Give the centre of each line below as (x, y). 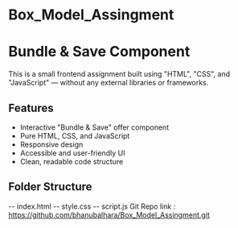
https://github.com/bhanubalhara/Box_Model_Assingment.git (109, 214)
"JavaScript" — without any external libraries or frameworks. (109, 83)
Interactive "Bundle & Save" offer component (94, 127)
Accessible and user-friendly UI (72, 153)
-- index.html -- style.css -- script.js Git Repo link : (92, 206)
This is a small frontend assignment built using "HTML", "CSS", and (119, 74)
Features (31, 108)
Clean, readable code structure (72, 161)
